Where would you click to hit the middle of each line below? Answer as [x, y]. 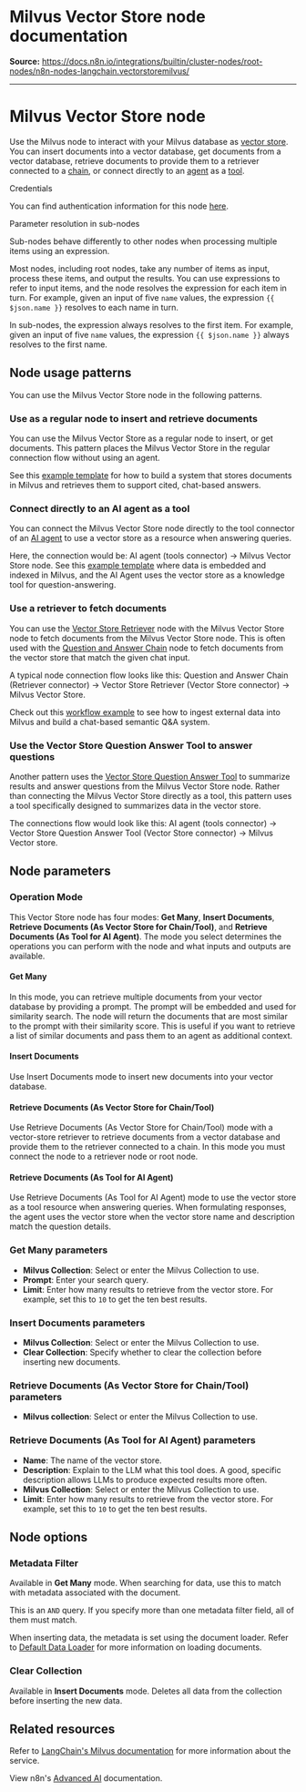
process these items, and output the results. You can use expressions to [145, 278]
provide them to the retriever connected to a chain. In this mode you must [148, 1147]
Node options [49, 1537]
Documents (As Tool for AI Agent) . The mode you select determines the [146, 937]
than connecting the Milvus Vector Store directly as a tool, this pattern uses [151, 795]
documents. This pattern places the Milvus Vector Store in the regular [140, 447]
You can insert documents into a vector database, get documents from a [145, 151]
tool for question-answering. [63, 585]
